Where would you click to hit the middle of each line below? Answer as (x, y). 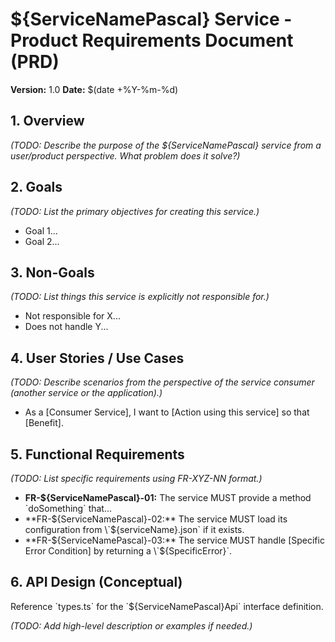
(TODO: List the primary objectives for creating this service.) (135, 211)
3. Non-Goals (52, 272)
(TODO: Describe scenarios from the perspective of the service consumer (162, 382)
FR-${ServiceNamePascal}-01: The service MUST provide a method (168, 497)
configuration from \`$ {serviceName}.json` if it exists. (134, 529)
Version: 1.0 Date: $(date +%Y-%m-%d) (94, 89)
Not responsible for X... (72, 316)
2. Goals (36, 187)
